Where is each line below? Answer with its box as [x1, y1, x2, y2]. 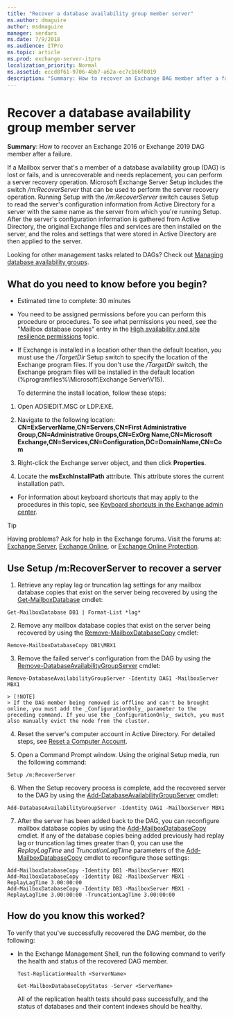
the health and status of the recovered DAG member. [17, 957, 169, 965]
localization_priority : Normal [7, 62, 98, 69]
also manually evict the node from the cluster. [7, 717, 150, 724]
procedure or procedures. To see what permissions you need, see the [17, 318, 217, 326]
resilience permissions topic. [17, 332, 99, 341]
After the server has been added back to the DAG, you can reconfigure [17, 816, 220, 824]
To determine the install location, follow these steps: [17, 389, 166, 397]
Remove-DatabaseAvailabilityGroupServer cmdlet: [17, 661, 161, 669]
